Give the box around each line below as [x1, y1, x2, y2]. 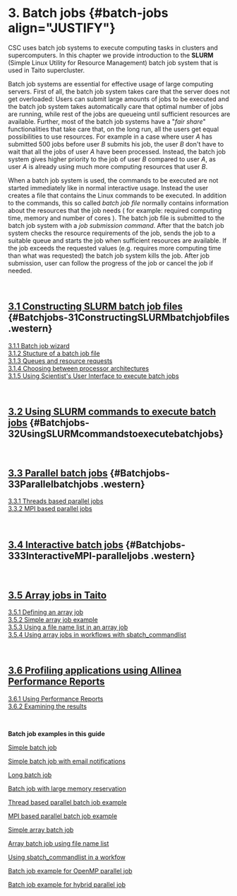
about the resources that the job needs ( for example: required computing [8, 206, 221, 214]
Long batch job [8, 770, 52, 779]
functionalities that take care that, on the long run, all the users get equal [8, 125, 219, 133]
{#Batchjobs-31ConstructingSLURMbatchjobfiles [8, 311, 230, 323]
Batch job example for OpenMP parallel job [8, 866, 133, 875]
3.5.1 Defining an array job [8, 608, 84, 616]
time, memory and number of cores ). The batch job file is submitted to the [8, 214, 225, 222]
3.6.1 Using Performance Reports [8, 694, 104, 703]
